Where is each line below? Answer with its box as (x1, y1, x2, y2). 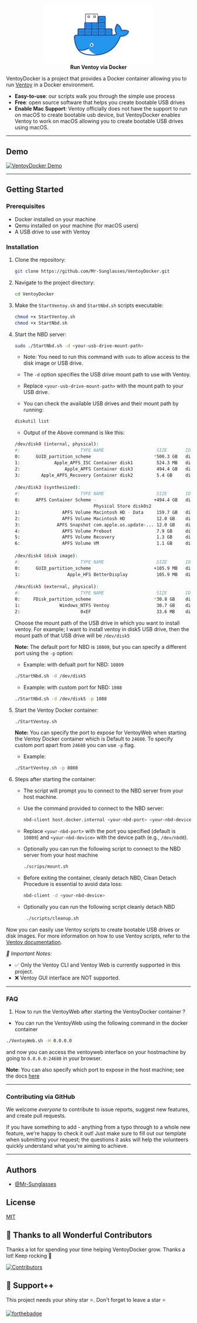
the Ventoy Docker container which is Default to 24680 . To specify (14, 735, 173, 742)
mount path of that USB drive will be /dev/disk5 (14, 632, 130, 639)
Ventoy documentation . (6, 938, 63, 945)
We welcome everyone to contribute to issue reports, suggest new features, (6, 1106, 189, 1113)
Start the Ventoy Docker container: (14, 707, 98, 714)
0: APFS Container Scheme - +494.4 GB (14, 497, 178, 503)
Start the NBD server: (14, 331, 67, 338)
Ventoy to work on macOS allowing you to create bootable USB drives (14, 118, 184, 125)
